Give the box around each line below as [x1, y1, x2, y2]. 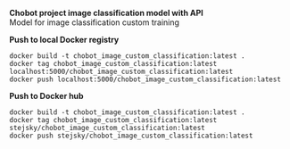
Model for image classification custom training [9, 17, 180, 28]
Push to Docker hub [9, 91, 84, 101]
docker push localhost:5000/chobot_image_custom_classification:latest [9, 75, 281, 84]
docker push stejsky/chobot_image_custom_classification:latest [9, 131, 253, 140]
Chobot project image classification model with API [9, 8, 203, 18]
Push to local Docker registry [9, 35, 120, 45]
